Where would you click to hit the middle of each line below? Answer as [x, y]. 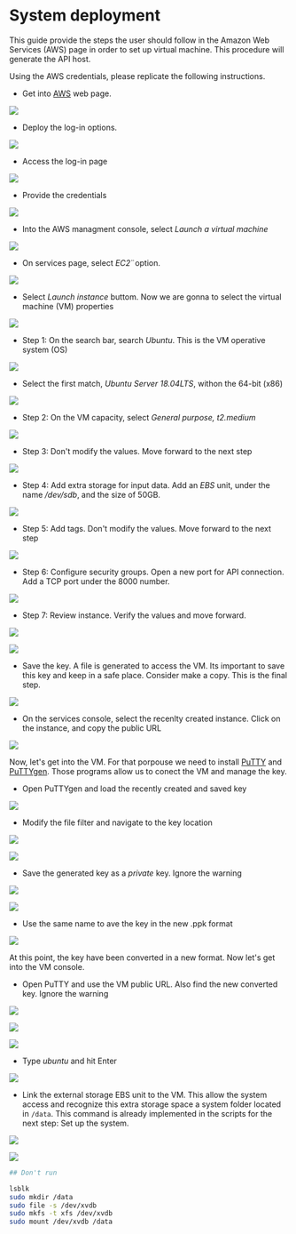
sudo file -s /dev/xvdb [53, 1206]
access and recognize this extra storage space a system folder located [152, 1104]
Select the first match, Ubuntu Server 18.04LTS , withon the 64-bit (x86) [152, 383]
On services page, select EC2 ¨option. [91, 262]
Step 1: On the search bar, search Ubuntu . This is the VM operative [144, 340]
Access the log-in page [65, 161]
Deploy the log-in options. [70, 127]
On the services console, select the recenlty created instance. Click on [151, 718]
